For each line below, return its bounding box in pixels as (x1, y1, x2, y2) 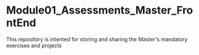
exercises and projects (6, 42, 62, 49)
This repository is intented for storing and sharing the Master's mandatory (6, 35, 188, 43)
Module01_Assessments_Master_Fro (6, 4, 194, 17)
